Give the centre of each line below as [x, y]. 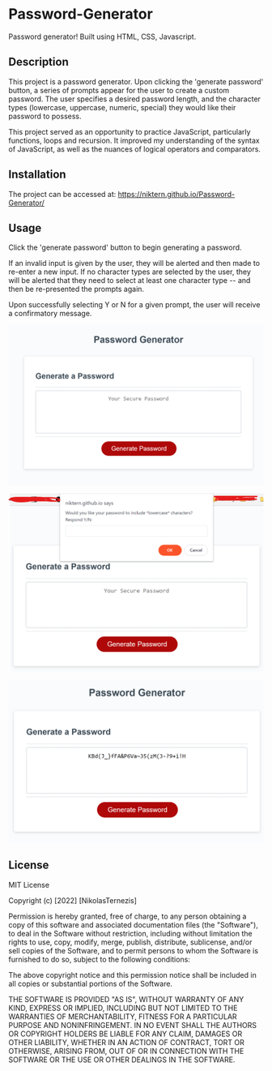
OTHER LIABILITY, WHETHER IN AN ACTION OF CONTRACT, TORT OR [126, 1042]
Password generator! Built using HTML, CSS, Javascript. [102, 36]
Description [38, 62]
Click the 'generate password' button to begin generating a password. [125, 247]
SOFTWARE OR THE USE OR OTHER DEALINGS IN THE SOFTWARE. [122, 1060]
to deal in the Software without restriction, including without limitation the [130, 933]
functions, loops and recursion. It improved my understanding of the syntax [134, 140]
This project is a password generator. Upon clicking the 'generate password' [136, 81]
